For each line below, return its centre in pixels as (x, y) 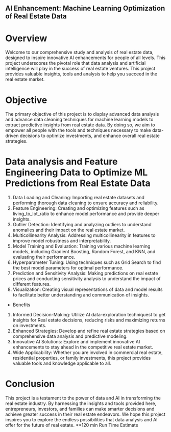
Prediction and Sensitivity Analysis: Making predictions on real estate (85, 273)
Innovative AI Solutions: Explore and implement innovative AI (76, 342)
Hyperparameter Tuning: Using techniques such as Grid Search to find (87, 262)
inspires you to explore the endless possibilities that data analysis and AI (81, 420)
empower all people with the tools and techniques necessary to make (78, 130)
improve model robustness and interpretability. (62, 241)
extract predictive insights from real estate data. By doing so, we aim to (80, 125)
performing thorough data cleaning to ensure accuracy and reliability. (86, 203)
